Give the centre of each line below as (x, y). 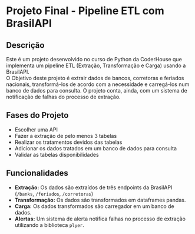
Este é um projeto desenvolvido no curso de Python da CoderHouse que (94, 59)
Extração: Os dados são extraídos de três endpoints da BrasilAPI (93, 187)
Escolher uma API (36, 129)
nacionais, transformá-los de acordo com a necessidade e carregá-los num (98, 84)
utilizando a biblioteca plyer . (49, 225)
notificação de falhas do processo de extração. (63, 97)
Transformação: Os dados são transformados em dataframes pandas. (100, 200)
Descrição (25, 45)
